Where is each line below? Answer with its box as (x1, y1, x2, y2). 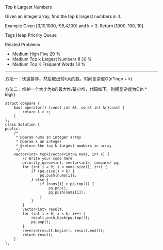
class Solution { (5, 122, 40, 127)
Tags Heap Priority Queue (5, 32, 57, 38)
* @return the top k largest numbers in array (16, 143, 112, 148)
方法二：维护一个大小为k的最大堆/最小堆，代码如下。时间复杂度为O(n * (5, 86, 147, 92)
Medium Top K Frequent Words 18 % (12, 62, 86, 67)
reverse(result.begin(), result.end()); (22, 228, 105, 233)
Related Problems (5, 42, 40, 47)
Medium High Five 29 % (12, 51, 61, 57)
